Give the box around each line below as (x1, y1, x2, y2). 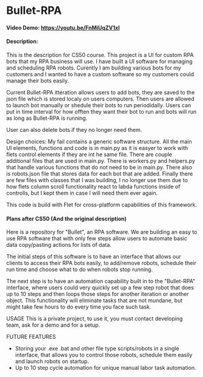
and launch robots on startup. (15, 358, 90, 365)
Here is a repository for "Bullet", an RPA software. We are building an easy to (6, 228, 198, 236)
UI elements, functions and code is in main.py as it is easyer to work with (6, 144, 188, 151)
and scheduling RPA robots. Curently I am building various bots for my (6, 64, 182, 71)
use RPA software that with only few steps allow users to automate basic (6, 235, 188, 242)
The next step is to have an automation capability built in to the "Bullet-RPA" (6, 278, 196, 285)
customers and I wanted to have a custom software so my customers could (6, 70, 194, 77)
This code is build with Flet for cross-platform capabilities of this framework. (6, 201, 198, 208)
